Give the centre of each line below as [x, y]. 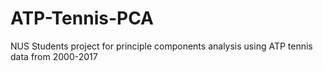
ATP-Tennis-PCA [82, 18]
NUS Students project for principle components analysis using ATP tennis [161, 46]
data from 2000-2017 [54, 56]
